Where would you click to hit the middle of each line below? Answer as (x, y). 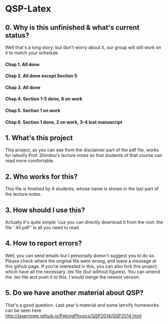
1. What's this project (39, 138)
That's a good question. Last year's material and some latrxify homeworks (82, 305)
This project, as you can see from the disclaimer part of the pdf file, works (82, 150)
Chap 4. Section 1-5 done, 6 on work (44, 99)
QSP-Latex (28, 9)
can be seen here (23, 310)
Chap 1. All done (22, 64)
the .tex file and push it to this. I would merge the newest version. (73, 277)
